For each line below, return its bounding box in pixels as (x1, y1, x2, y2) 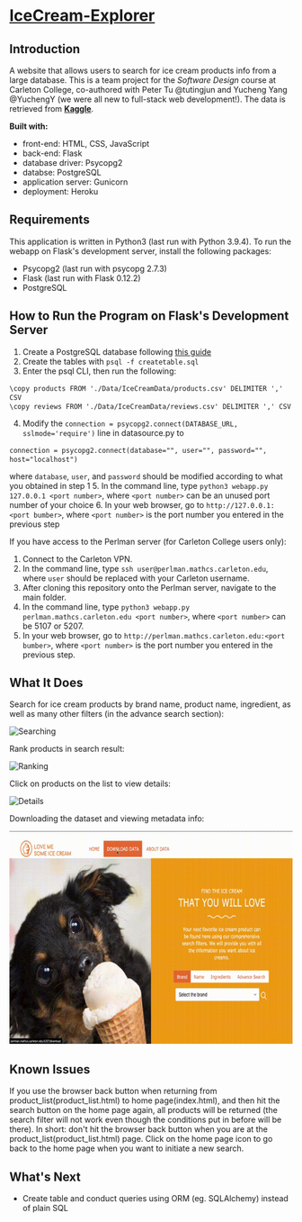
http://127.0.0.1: (206, 501, 275, 510)
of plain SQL (22, 1203, 69, 1214)
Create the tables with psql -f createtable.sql (22, 356, 200, 367)
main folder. (22, 592, 67, 602)
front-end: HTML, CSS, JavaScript (22, 139, 150, 149)
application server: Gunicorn (22, 177, 129, 187)
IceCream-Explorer (9, 5, 155, 26)
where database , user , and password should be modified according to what (9, 470, 283, 482)
